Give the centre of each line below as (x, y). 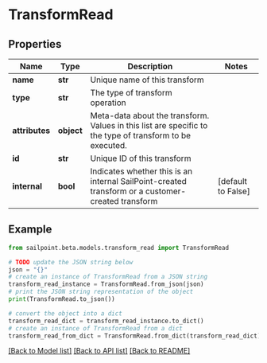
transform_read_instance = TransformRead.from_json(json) (106, 284)
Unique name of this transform (147, 80)
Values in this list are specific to (149, 125)
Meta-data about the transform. (150, 115)
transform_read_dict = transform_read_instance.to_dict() (106, 321)
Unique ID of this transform (141, 158)
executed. (108, 145)
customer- (166, 191)
